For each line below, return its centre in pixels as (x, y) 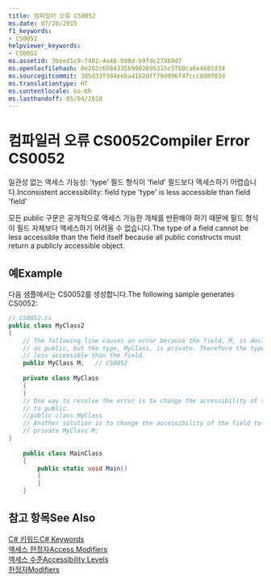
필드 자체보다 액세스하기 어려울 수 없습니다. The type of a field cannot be (133, 228)
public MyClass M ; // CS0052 (75, 363)
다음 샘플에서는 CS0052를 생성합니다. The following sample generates (122, 294)
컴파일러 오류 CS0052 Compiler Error (129, 141)
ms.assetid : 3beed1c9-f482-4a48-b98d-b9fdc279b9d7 (95, 61)
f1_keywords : (30, 31)
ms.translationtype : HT (48, 83)
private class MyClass (61, 378)
